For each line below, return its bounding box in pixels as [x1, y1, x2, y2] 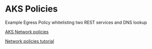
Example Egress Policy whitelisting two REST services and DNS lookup [5, 19, 147, 25]
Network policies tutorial [5, 38, 55, 44]
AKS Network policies [5, 29, 49, 34]
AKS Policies [5, 3, 58, 15]
